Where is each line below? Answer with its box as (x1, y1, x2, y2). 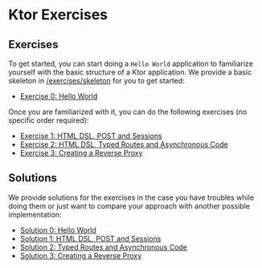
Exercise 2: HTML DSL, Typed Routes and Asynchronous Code (19, 140, 228, 149)
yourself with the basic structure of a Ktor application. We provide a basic (8, 67, 252, 77)
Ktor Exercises (8, 6, 108, 24)
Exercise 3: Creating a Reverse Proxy (19, 148, 143, 157)
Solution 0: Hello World (19, 225, 96, 234)
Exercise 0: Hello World (19, 91, 98, 101)
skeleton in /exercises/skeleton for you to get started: (8, 76, 185, 85)
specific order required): (8, 116, 89, 125)
